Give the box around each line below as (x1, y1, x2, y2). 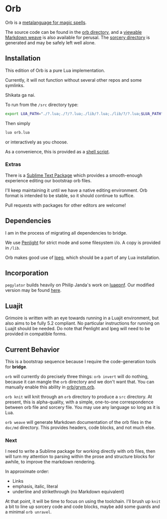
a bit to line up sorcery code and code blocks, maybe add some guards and (5, 504, 160, 510)
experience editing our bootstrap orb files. (5, 177, 92, 183)
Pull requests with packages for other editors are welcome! (5, 202, 126, 208)
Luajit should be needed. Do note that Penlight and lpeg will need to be (5, 326, 150, 332)
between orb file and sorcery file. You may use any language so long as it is (5, 404, 161, 410)
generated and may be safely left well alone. (5, 39, 96, 45)
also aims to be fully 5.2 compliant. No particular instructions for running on (5, 320, 160, 326)
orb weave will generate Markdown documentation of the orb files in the (5, 419, 152, 425)
